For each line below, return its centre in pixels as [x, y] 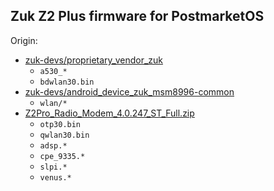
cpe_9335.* [62, 156]
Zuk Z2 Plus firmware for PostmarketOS [137, 16]
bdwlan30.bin [67, 82]
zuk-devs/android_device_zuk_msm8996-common [129, 91]
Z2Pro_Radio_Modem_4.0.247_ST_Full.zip [109, 113]
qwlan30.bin [64, 135]
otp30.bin [60, 124]
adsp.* [53, 145]
